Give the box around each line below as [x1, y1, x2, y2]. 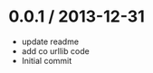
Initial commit [21, 55, 72, 66]
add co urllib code [21, 45, 90, 56]
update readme [21, 36, 79, 47]
